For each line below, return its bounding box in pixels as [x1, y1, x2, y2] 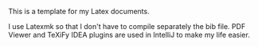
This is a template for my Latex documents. [8, 7, 150, 16]
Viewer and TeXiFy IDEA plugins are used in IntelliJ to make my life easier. [8, 31, 251, 39]
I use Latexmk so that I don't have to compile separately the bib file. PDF [8, 22, 246, 31]
